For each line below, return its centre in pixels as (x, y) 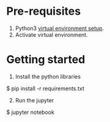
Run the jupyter (35, 100)
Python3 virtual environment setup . (60, 28)
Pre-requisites (44, 11)
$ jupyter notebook (31, 112)
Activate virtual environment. (51, 34)
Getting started (46, 60)
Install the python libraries (48, 76)
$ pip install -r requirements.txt (45, 88)
